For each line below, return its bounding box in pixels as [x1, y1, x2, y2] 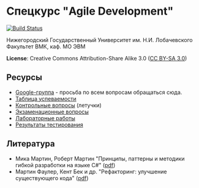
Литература [6, 139, 55, 149]
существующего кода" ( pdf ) [15, 174, 89, 181]
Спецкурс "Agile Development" [6, 4, 174, 18]
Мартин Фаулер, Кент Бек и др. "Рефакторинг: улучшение [15, 168, 167, 175]
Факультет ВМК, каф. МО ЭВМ [6, 43, 86, 50]
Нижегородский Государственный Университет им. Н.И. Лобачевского [6, 36, 193, 43]
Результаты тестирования [15, 121, 84, 128]
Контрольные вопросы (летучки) [15, 101, 102, 109]
